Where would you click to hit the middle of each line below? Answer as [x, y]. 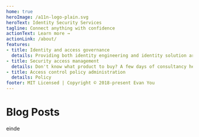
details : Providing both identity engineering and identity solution [99, 56]
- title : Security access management [53, 61]
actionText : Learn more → [38, 34]
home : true [20, 12]
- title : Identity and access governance [58, 50]
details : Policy [31, 77]
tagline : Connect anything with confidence [61, 28]
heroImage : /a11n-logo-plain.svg [47, 17]
